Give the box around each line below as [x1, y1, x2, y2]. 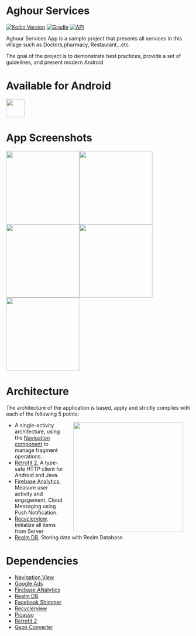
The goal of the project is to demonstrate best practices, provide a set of [6, 52, 181, 59]
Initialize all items [14, 521, 56, 528]
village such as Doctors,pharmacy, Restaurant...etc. [6, 41, 130, 48]
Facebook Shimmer [14, 598, 62, 606]
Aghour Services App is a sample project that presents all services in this [6, 35, 183, 42]
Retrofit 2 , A [14, 459, 44, 466]
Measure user [14, 484, 49, 491]
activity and [14, 490, 43, 497]
